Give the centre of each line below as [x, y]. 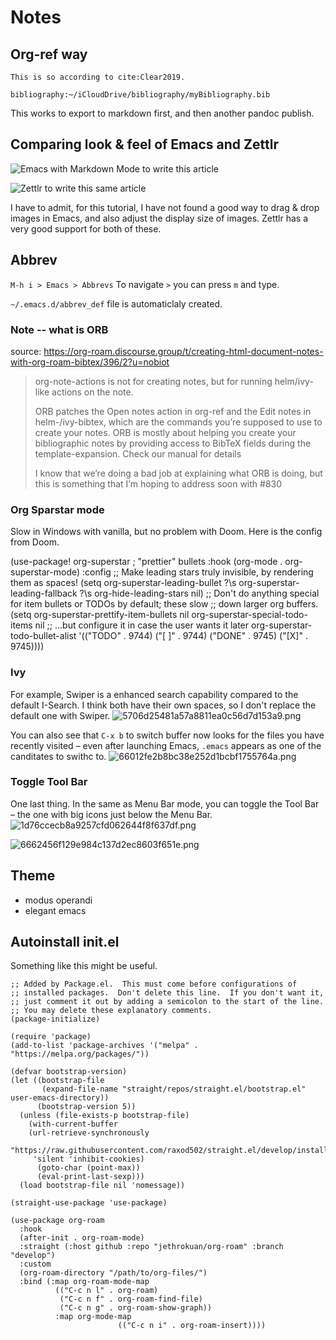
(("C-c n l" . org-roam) [106, 1291]
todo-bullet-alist [43, 636]
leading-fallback [44, 593]
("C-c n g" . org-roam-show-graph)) [136, 1308]
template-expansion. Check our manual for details [138, 453]
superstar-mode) [45, 572]
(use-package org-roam [57, 1221]
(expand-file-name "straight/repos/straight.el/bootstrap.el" [174, 1089]
